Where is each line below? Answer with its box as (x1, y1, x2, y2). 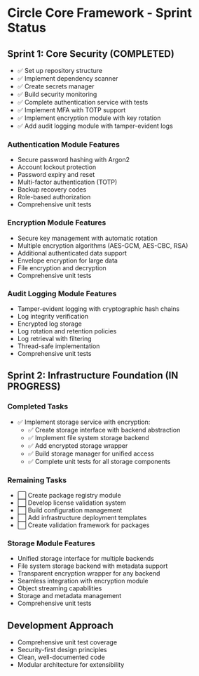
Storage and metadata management (17, 592, 122, 600)
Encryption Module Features (7, 218, 107, 227)
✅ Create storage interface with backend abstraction (27, 425, 181, 434)
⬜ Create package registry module (17, 491, 121, 499)
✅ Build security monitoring (17, 90, 97, 98)
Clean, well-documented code (17, 653, 105, 661)
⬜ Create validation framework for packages (17, 521, 150, 529)
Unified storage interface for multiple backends (17, 555, 154, 563)
